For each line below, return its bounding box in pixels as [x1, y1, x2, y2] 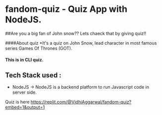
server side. [12, 89, 37, 95]
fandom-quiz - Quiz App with [5, 3, 128, 15]
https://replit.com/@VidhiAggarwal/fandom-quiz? [30, 99, 132, 105]
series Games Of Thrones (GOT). [5, 45, 73, 51]
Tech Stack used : [5, 71, 62, 79]
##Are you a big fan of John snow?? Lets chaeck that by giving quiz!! [5, 30, 147, 36]
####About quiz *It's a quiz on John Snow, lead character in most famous [5, 40, 157, 46]
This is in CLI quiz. [5, 57, 44, 62]
